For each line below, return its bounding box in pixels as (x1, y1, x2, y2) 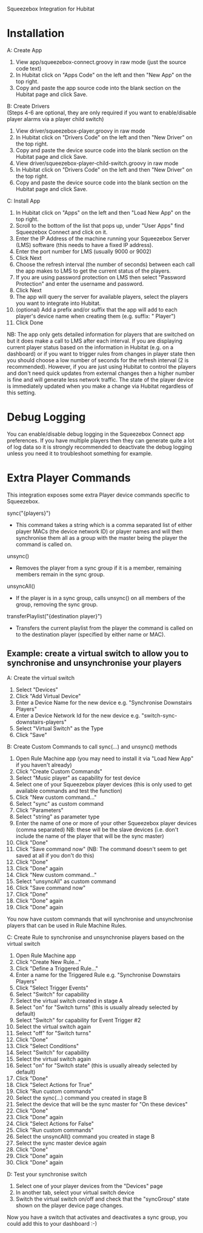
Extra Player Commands (7, 471, 131, 485)
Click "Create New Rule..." (15, 958, 81, 965)
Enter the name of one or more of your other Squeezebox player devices (15, 819, 197, 826)
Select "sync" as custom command (15, 800, 104, 807)
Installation (7, 27, 65, 40)
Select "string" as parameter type (15, 812, 100, 820)
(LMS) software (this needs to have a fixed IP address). (15, 241, 153, 248)
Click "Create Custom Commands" (15, 767, 102, 775)
